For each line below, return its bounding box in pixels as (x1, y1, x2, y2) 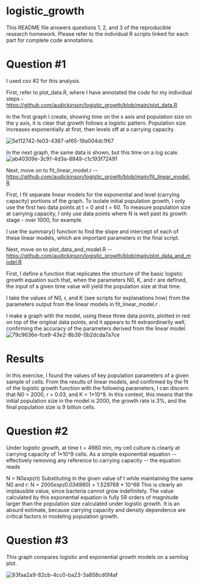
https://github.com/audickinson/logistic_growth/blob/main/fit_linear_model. (6, 173, 191, 180)
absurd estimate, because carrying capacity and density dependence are (6, 506, 186, 514)
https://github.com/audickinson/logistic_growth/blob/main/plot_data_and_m (6, 252, 191, 259)
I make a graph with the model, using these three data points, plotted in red (6, 312, 190, 319)
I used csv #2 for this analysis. (6, 77, 81, 84)
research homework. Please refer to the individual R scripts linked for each (6, 30, 189, 37)
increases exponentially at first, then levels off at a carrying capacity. (6, 125, 175, 132)
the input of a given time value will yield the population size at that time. (6, 282, 181, 290)
